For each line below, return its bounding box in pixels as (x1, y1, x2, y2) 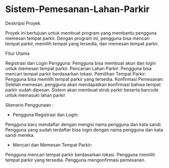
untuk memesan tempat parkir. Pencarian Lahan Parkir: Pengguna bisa (5, 65, 152, 71)
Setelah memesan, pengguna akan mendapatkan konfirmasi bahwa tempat (5, 81, 161, 88)
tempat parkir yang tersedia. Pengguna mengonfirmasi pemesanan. (5, 157, 146, 163)
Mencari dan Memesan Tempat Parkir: (12, 142, 92, 148)
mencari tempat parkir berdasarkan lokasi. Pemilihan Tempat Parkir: (5, 70, 146, 76)
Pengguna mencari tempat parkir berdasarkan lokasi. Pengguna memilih (5, 151, 155, 157)
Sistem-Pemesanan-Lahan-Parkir (5, 4, 150, 15)
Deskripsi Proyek (5, 20, 40, 26)
